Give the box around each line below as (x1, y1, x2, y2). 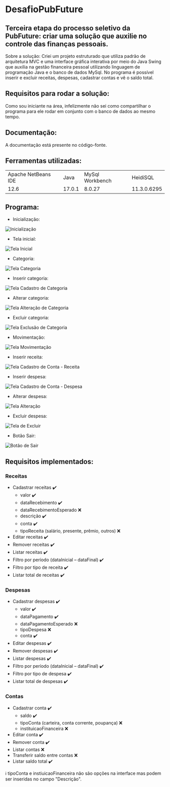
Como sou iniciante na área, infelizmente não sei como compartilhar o (5, 103, 151, 109)
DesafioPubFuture (5, 4, 83, 15)
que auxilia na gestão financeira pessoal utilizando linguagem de (5, 64, 140, 70)
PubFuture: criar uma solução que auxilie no (5, 31, 147, 40)
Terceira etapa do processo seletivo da (5, 24, 131, 32)
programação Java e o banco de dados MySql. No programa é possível (5, 70, 154, 75)
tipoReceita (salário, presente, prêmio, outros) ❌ (20, 528, 121, 534)
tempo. (5, 113, 20, 120)
